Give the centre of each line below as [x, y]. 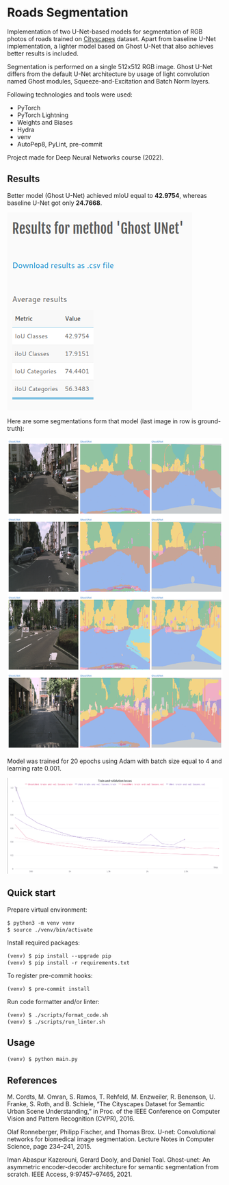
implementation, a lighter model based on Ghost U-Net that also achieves [110, 46]
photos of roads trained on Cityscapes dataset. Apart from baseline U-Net [112, 38]
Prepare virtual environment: [47, 910]
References [32, 1080]
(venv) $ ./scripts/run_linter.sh [56, 1022]
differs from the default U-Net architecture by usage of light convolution [108, 74]
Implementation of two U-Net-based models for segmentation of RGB [105, 32]
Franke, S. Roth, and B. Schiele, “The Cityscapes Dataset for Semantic [106, 1104]
